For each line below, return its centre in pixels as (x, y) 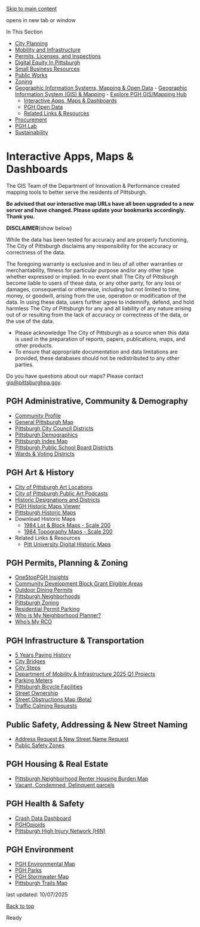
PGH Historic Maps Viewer (47, 506)
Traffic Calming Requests (46, 706)
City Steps (27, 668)
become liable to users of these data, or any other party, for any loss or (94, 283)
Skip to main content (32, 9)
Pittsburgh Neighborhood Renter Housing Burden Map (81, 778)
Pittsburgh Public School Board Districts (64, 447)
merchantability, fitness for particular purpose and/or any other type (90, 270)
